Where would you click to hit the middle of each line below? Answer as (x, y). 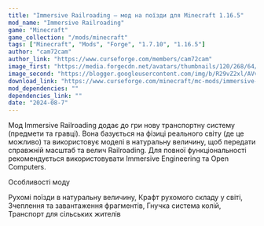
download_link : (33, 81)
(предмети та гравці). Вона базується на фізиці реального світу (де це (126, 133)
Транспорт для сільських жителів (64, 214)
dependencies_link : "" (45, 96)
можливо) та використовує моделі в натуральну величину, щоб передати (132, 142)
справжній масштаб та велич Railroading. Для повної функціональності (127, 151)
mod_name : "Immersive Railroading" (66, 23)
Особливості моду (39, 182)
